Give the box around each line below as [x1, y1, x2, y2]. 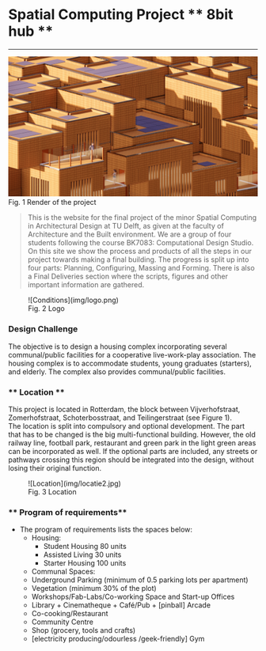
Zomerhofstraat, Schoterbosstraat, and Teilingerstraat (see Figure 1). [8, 413, 232, 422]
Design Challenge [8, 324, 78, 335]
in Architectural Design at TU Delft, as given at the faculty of [27, 221, 224, 231]
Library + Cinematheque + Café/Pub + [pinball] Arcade [31, 600, 211, 610]
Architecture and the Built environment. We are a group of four [27, 229, 232, 239]
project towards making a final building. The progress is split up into [27, 255, 249, 264]
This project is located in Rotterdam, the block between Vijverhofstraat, [8, 405, 241, 414]
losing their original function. [8, 464, 102, 473]
